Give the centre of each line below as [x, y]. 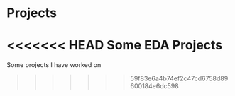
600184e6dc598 [154, 86]
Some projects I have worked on [54, 65]
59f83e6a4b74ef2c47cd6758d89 [179, 78]
